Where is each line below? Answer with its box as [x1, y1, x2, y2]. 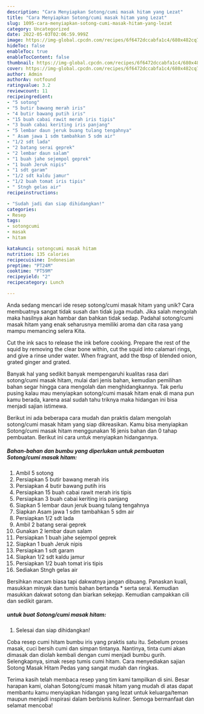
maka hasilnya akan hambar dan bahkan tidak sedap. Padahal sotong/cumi [7, 314, 194, 321]
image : [7, 37, 24, 43]
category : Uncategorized [7, 26, 70, 32]
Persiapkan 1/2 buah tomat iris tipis [15, 560, 104, 567]
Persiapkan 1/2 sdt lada [15, 514, 74, 521]
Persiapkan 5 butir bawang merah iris [15, 475, 110, 483]
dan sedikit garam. [7, 597, 53, 605]
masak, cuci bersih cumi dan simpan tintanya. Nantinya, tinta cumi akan [7, 645, 186, 652]
